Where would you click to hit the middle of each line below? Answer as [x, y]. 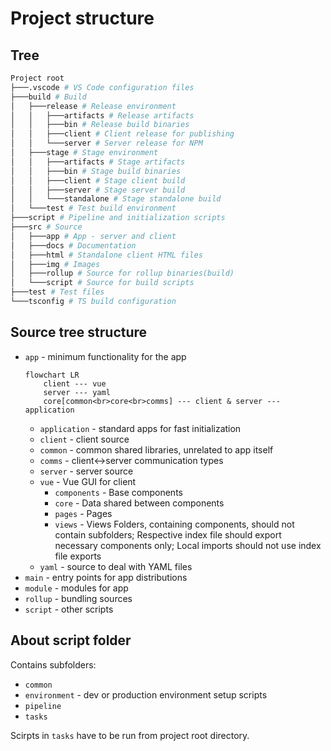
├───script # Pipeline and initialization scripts [118, 218]
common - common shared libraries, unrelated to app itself [156, 449]
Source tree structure [79, 332]
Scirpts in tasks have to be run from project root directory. [130, 735]
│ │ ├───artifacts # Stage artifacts [98, 162]
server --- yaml [77, 392]
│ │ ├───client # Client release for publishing [122, 134]
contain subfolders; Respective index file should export [168, 534]
